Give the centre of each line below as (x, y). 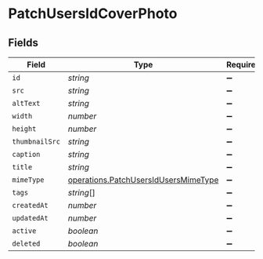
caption (26, 154)
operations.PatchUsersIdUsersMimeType (143, 180)
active (24, 231)
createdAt (30, 205)
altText (26, 103)
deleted (26, 244)
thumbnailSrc (36, 142)
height (24, 129)
